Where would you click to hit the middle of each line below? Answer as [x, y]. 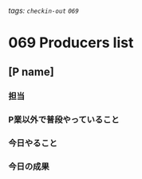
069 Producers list [71, 42]
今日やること [33, 143]
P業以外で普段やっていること [64, 120]
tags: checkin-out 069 [44, 10]
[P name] [31, 72]
